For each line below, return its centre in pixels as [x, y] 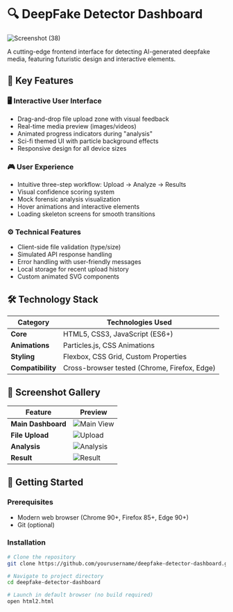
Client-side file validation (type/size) [69, 247]
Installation [27, 543]
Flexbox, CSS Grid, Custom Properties [125, 357]
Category [34, 322]
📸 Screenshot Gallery [54, 393]
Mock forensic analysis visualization [69, 199]
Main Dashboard [39, 424]
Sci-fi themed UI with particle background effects [88, 141]
